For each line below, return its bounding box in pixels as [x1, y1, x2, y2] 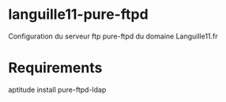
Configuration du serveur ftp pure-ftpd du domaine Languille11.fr [8, 31, 219, 41]
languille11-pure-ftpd [8, 5, 149, 24]
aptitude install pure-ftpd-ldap [8, 85, 107, 94]
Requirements [8, 59, 103, 77]
